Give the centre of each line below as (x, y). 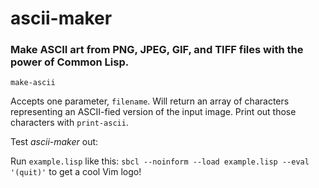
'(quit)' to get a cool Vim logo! (76, 172)
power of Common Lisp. (70, 62)
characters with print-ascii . (69, 123)
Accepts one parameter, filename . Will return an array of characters (150, 101)
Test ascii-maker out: (54, 142)
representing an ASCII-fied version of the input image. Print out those (153, 112)
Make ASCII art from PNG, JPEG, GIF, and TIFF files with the (157, 50)
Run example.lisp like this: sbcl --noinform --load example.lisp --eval (160, 161)
